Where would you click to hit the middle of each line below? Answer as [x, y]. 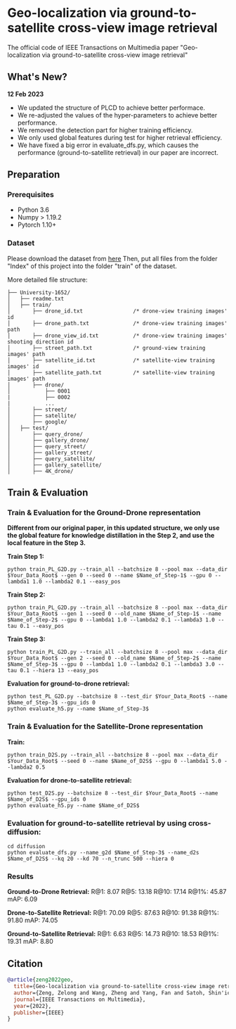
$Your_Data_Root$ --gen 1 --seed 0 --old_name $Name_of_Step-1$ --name [114, 614]
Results [20, 876]
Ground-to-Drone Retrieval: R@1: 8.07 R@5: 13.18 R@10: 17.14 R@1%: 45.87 [117, 892]
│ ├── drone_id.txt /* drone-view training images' [118, 311]
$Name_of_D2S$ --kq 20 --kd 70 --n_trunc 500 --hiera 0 [91, 859]
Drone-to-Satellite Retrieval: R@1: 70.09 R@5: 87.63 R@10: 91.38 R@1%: [113, 913]
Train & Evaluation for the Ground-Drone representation [104, 513]
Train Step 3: [26, 639]
